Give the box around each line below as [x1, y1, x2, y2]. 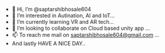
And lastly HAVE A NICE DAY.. [11, 40, 85, 47]
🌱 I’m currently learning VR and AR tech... [11, 18, 114, 25]
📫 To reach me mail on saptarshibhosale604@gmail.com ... [11, 32, 160, 38]
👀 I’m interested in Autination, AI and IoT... [11, 12, 115, 19]
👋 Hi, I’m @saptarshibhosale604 [11, 6, 91, 13]
